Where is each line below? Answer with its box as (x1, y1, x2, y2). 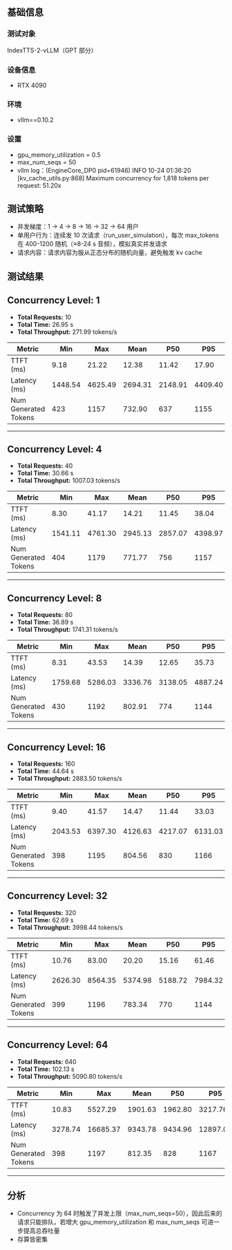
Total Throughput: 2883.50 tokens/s (17, 775, 123, 783)
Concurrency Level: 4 (7, 443, 102, 455)
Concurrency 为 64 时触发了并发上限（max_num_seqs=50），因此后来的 (17, 1209, 222, 1218)
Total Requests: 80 (17, 611, 73, 619)
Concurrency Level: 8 (7, 592, 102, 604)
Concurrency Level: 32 (7, 890, 108, 902)
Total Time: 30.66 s (17, 469, 74, 477)
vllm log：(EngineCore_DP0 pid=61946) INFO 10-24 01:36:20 (17, 166, 191, 174)
